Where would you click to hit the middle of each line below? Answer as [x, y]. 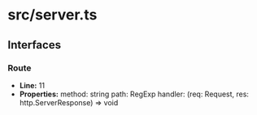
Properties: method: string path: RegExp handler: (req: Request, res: [134, 94]
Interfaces [35, 45]
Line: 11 [32, 85]
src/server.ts [52, 15]
